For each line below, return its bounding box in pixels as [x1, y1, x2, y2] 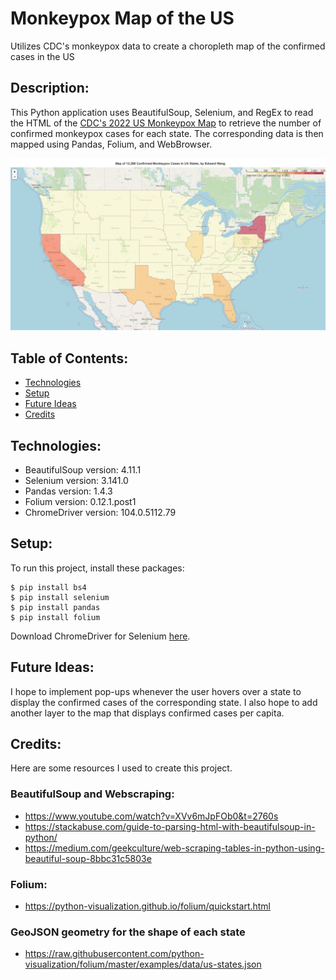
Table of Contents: [10, 350, 129, 367]
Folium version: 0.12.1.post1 [24, 496, 137, 507]
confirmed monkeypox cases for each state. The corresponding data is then [10, 127, 324, 139]
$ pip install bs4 [10, 582, 87, 592]
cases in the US [10, 50, 75, 62]
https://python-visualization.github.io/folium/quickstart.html [24, 900, 272, 912]
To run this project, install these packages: [10, 562, 185, 574]
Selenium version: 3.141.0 [24, 475, 129, 486]
